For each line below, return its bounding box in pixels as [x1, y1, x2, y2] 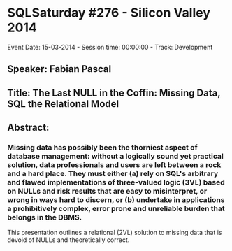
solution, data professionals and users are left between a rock [7, 160, 222, 170]
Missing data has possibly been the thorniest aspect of [7, 143, 198, 152]
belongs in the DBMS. [7, 213, 82, 222]
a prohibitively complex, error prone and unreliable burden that [7, 204, 225, 214]
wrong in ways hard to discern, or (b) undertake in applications [7, 195, 225, 205]
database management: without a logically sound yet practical [7, 152, 224, 162]
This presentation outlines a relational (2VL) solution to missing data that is [7, 229, 222, 237]
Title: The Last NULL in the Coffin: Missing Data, [7, 87, 221, 99]
